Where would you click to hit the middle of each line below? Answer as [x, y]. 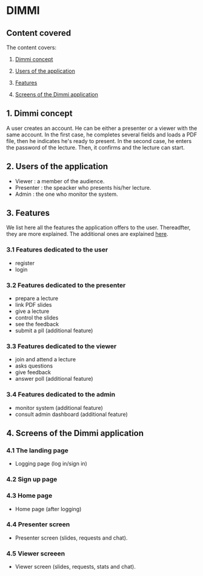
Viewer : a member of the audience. [60, 181]
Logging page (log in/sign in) [51, 464]
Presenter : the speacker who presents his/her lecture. [83, 187]
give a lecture [32, 311]
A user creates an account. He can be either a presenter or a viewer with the [102, 128]
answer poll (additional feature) [54, 379]
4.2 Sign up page [32, 480]
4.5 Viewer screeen [36, 554]
